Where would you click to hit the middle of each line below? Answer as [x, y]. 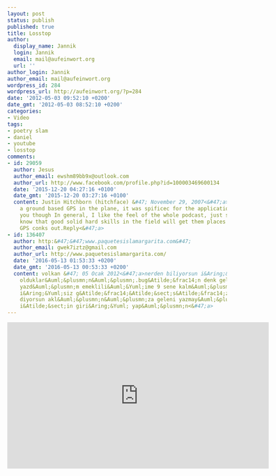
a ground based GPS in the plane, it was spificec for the [107, 209]
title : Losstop [29, 33]
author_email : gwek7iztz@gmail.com [65, 248]
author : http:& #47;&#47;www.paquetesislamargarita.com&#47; [102, 241]
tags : [15, 124]
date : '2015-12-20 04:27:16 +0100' [65, 189]
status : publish [31, 20]
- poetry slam [28, 131]
